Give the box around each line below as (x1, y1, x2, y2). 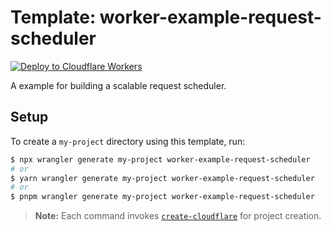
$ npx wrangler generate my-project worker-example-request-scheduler (10, 154, 311, 165)
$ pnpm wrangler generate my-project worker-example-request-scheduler (10, 192, 315, 202)
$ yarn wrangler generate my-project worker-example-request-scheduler (10, 173, 315, 183)
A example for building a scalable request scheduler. (10, 79, 227, 91)
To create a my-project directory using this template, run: (10, 135, 246, 147)
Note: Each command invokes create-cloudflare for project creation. (34, 210, 322, 222)
